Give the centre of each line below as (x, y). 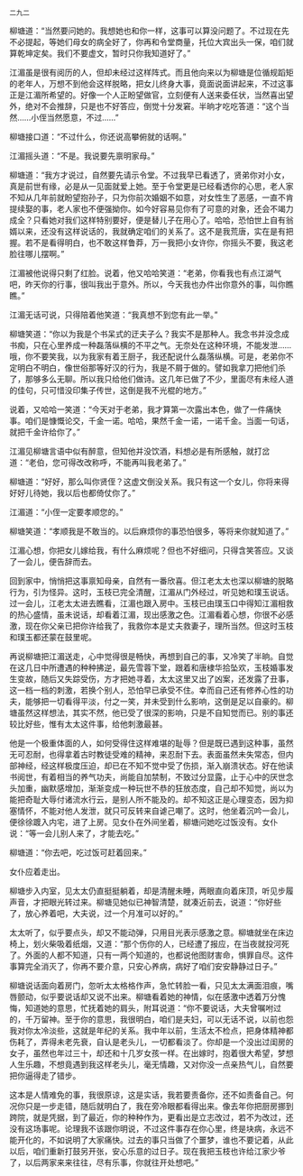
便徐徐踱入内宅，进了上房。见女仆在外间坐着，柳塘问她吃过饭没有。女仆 (143, 822)
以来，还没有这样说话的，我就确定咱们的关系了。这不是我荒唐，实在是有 (151, 231)
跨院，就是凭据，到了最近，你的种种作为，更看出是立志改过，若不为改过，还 (151, 1117)
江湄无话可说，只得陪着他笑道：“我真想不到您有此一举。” (114, 315)
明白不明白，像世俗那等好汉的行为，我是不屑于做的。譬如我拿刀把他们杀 (151, 367)
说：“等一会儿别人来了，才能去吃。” (74, 833)
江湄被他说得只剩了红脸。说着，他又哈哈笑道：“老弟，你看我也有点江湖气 (146, 273)
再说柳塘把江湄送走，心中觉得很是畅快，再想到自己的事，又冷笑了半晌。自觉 (151, 656)
